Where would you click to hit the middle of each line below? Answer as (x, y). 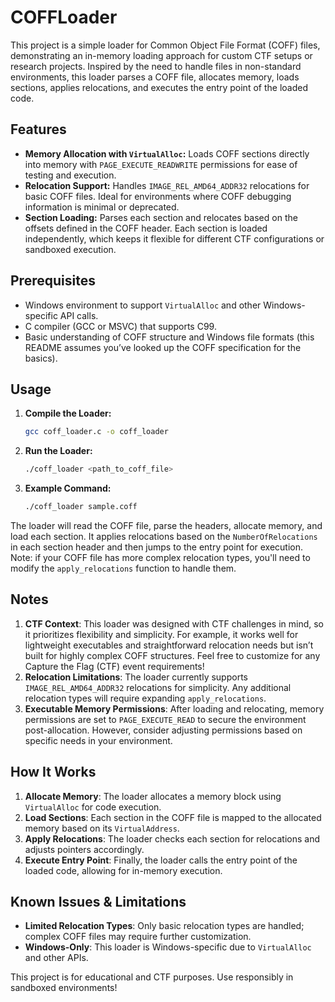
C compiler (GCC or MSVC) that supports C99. (120, 326)
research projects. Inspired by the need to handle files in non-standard (156, 66)
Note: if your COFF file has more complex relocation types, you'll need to (160, 557)
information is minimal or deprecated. (102, 207)
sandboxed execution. (70, 249)
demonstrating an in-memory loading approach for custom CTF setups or (161, 55)
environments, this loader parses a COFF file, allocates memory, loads (155, 77)
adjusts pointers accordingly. (84, 849)
